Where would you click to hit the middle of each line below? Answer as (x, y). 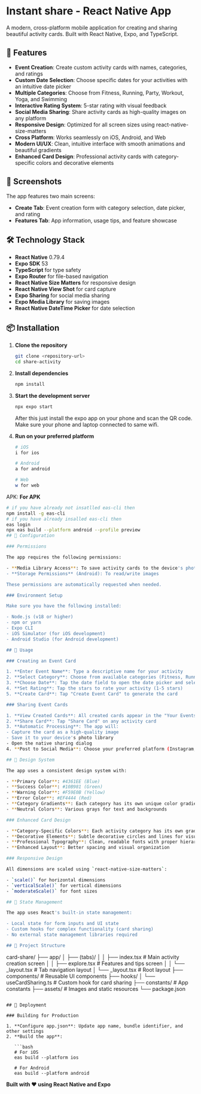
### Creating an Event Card (41, 661)
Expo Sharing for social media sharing (62, 295)
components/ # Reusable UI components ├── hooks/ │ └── (81, 976)
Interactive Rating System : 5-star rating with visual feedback (91, 105)
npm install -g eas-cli (36, 513)
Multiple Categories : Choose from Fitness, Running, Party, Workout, (99, 93)
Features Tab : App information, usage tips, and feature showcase (96, 220)
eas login (19, 525)
